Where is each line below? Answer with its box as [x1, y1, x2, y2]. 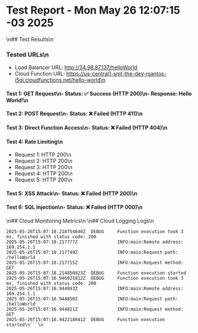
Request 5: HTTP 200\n [14, 176, 73, 183]
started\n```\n [6, 322, 44, 328]
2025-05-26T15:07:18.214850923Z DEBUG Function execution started [6, 270, 186, 276]
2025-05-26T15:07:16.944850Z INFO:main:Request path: [6, 296, 178, 302]
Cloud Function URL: [14, 70, 65, 77]
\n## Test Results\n [6, 35, 54, 43]
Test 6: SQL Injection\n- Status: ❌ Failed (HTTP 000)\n [6, 203, 143, 211]
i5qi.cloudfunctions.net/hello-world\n [14, 76, 106, 83]
